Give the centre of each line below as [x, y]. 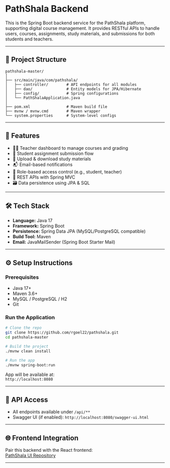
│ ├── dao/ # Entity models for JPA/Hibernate [73, 89]
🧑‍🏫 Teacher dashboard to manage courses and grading [70, 148]
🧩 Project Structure [36, 59]
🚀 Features [23, 136]
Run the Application [30, 317]
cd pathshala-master [27, 337]
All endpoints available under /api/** [51, 412]
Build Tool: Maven [32, 237]
